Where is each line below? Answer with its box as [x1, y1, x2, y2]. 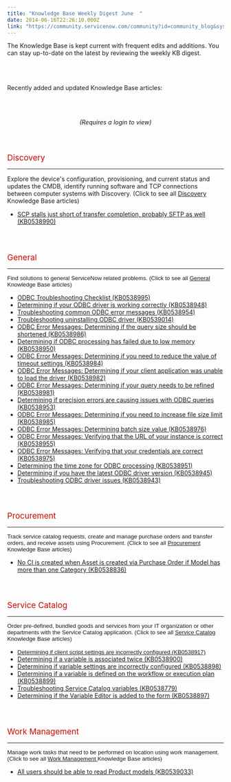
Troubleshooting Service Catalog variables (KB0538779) [16, 684, 177, 693]
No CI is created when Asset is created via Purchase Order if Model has [16, 558, 221, 566]
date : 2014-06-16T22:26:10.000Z [7, 17, 100, 23]
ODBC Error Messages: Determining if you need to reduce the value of [16, 351, 217, 360]
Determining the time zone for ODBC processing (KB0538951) [16, 461, 193, 470]
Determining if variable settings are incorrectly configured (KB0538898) [16, 662, 222, 671]
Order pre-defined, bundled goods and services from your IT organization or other [7, 622, 214, 630]
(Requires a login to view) [79, 118, 152, 126]
